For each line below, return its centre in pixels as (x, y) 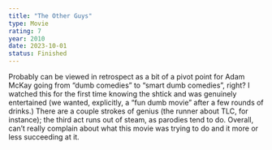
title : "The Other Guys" (50, 16)
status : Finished (38, 54)
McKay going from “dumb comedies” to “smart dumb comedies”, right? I (129, 85)
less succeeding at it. (44, 137)
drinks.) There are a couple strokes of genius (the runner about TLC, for (129, 111)
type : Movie (28, 24)
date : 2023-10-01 (38, 46)
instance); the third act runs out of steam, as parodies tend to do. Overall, (131, 120)
